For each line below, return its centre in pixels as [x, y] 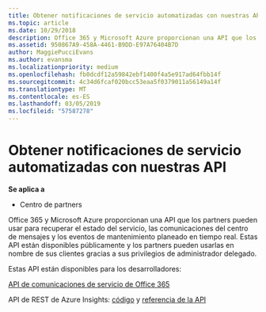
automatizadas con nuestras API [118, 167]
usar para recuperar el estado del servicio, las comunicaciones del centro [128, 228]
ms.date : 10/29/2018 [42, 30]
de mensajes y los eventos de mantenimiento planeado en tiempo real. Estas [133, 236]
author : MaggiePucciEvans [51, 52]
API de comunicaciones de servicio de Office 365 [89, 284]
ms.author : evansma [40, 60]
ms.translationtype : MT [47, 89]
